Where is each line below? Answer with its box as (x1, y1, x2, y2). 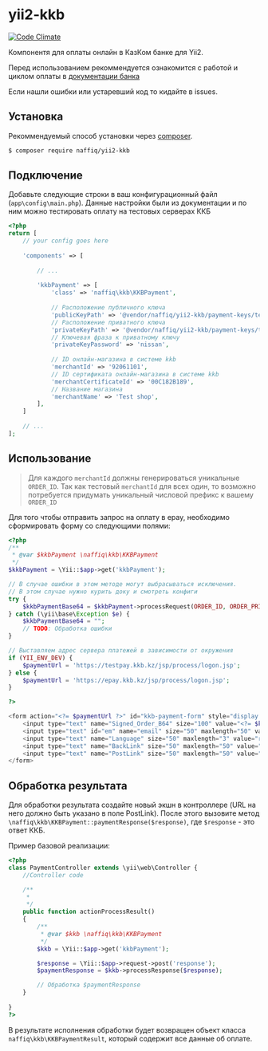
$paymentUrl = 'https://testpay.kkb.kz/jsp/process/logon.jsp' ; (22, 661, 241, 669)
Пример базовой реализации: (8, 841, 110, 851)
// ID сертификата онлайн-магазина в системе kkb (50, 370, 219, 378)
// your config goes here (22, 237, 109, 245)
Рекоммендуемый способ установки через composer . (8, 131, 193, 140)
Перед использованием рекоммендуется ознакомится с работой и (8, 62, 238, 73)
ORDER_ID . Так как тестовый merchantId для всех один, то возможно (27, 481, 257, 491)
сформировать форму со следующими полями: (8, 521, 171, 530)
